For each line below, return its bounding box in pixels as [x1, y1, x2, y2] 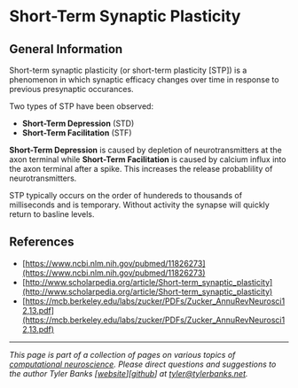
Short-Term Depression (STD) [21, 118, 135, 128]
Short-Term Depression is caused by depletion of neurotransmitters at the [9, 144, 282, 155]
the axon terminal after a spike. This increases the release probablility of [9, 164, 273, 174]
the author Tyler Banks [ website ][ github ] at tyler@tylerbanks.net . [9, 368, 248, 378]
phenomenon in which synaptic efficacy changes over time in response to [9, 74, 279, 85]
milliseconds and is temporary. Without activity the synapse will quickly [9, 199, 271, 210]
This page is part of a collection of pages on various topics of [9, 349, 236, 360]
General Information [9, 42, 123, 57]
